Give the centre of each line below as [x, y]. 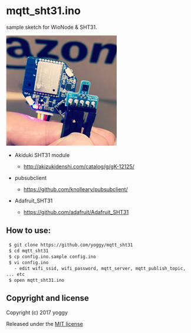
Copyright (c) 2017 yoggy [37, 312]
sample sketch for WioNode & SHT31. [52, 27]
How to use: [29, 231]
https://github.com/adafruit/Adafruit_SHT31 [76, 212]
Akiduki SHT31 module [42, 155]
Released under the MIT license [45, 324]
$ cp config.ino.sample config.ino [52, 257]
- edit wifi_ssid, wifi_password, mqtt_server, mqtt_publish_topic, [100, 268]
